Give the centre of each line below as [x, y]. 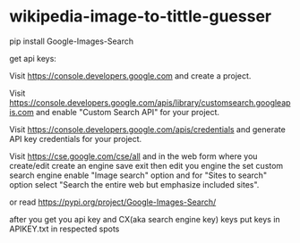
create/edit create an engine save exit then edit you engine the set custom [146, 165]
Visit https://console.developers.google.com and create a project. [130, 75]
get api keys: [33, 58]
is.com [21, 112]
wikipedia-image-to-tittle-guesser [140, 17]
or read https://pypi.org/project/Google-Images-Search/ [113, 202]
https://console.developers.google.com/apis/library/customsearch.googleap [150, 102]
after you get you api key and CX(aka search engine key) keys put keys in [145, 219]
